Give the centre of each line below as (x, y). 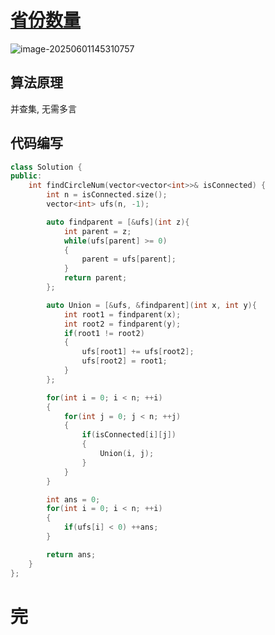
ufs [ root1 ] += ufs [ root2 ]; (138, 352)
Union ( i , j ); (127, 454)
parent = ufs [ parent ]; (129, 259)
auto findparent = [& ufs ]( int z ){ (118, 222)
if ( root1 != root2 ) (104, 333)
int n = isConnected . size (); (107, 195)
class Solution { (46, 167)
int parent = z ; (97, 231)
